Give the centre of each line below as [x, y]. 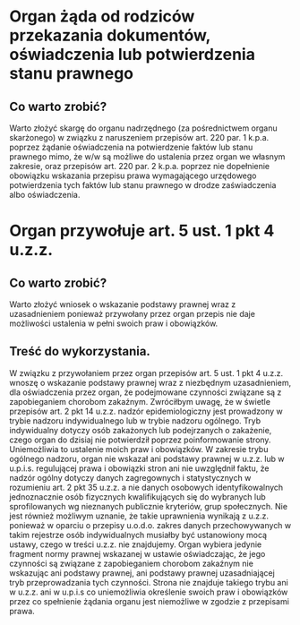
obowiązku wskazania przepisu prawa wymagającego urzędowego [133, 176]
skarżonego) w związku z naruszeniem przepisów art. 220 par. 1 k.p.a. [139, 137]
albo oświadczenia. [45, 195]
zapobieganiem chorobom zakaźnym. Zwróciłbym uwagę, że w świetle [140, 401]
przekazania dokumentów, [110, 35]
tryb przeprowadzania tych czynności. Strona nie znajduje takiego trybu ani [149, 582]
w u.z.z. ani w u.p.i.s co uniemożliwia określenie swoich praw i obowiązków [149, 592]
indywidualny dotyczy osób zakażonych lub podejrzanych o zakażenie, [141, 430]
